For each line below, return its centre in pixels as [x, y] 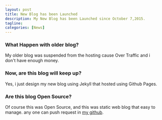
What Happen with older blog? [42, 45]
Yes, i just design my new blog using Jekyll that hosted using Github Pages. [81, 84]
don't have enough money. [32, 60]
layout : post [18, 10]
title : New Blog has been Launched [41, 14]
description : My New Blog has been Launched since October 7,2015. [75, 19]
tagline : [14, 23]
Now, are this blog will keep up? [43, 73]
